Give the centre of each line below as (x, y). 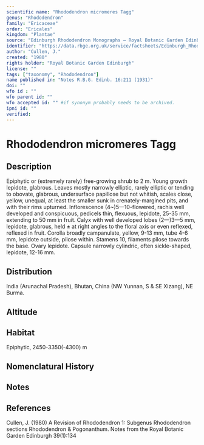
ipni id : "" (21, 108)
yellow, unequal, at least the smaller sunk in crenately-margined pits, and (97, 201)
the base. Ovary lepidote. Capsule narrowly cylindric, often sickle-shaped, (99, 246)
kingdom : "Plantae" (31, 35)
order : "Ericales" (29, 29)
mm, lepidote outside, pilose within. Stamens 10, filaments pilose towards (98, 240)
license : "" (21, 69)
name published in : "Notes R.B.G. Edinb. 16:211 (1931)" (80, 80)
